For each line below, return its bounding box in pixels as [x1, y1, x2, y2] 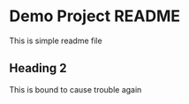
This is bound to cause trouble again [9, 84, 142, 94]
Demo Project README [9, 6, 181, 26]
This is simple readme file [9, 35, 103, 46]
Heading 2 [9, 61, 68, 76]
